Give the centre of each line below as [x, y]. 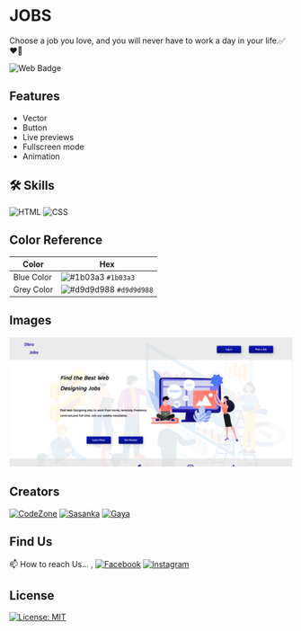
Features [35, 97]
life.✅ [275, 40]
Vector [35, 118]
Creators [35, 492]
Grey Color [33, 289]
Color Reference [56, 240]
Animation [41, 156]
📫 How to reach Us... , [52, 564]
